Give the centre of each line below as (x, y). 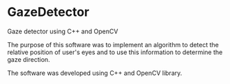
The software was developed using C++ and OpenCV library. (95, 73)
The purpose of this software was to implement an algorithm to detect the (113, 44)
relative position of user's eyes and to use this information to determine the (115, 52)
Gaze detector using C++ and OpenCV (63, 31)
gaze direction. (29, 59)
